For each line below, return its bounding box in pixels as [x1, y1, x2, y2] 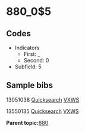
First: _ [23, 51, 40, 58]
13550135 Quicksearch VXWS [6, 108, 79, 115]
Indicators [14, 44, 40, 51]
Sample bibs [6, 80, 53, 90]
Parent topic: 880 [6, 119, 49, 126]
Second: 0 [23, 57, 49, 64]
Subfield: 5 [14, 63, 42, 70]
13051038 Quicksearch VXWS [6, 96, 80, 103]
